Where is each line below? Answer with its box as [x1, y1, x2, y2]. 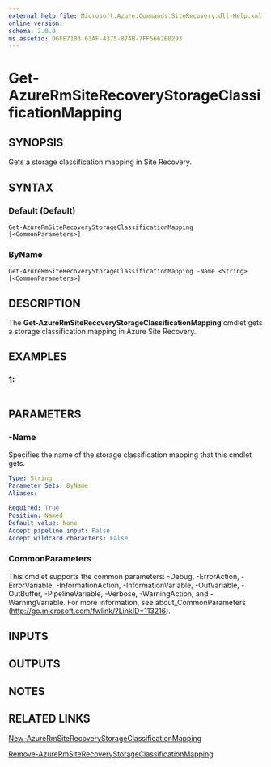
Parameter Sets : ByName [8, 482, 89, 490]
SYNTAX [8, 180, 54, 194]
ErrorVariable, [8, 580, 55, 590]
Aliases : [8, 489, 38, 498]
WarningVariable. [8, 597, 66, 607]
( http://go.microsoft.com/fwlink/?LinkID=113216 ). [8, 606, 171, 616]
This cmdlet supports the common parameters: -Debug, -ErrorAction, [8, 571, 240, 581]
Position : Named [8, 511, 63, 519]
